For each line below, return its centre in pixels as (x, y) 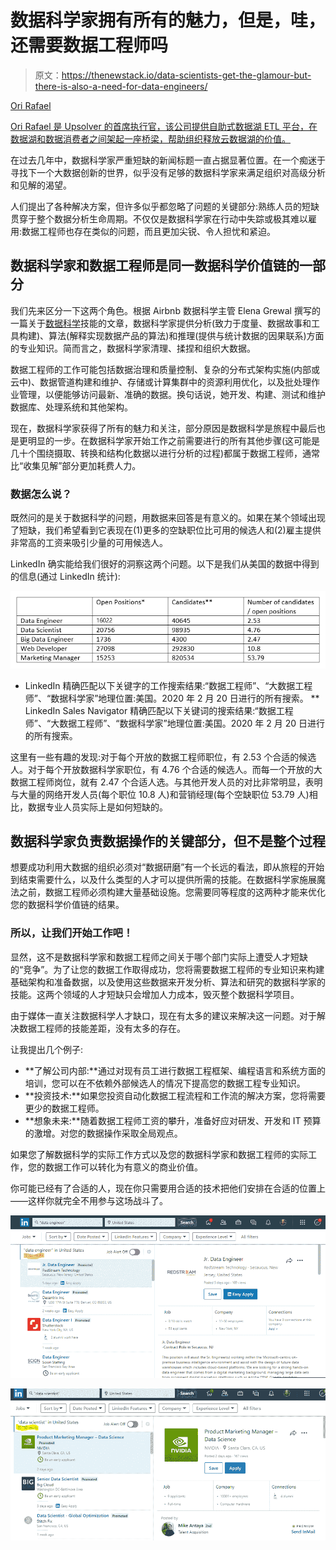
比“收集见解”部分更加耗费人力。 (76, 465)
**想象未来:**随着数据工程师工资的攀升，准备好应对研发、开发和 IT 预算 (173, 1120)
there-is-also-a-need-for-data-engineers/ (121, 86)
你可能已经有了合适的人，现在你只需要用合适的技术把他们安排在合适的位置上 (168, 1188)
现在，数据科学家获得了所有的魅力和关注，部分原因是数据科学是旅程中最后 (163, 428)
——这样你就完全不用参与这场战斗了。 (89, 1200)
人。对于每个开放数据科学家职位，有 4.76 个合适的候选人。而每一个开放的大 (166, 769)
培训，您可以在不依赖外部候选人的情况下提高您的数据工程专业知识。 (165, 1083)
